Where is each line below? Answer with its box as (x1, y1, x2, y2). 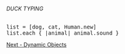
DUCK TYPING (6, 5, 44, 12)
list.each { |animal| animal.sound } (6, 30, 120, 36)
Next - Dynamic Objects (6, 41, 67, 49)
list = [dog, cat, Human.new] (6, 24, 97, 30)
